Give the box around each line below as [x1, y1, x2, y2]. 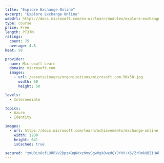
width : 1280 [14, 132, 38, 138]
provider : [5, 56, 25, 61]
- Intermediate [9, 97, 41, 102]
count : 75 [9, 39, 29, 44]
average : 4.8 [9, 43, 36, 48]
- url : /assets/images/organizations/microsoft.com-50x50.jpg [14, 75, 143, 80]
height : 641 [14, 137, 38, 142]
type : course [5, 20, 32, 26]
